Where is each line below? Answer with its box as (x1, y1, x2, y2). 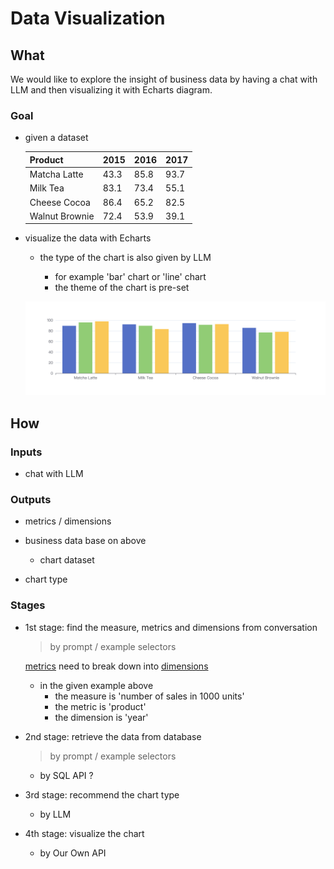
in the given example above (39, 679, 154, 691)
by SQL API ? (39, 769, 94, 781)
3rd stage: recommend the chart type (24, 788, 180, 801)
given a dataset (24, 132, 89, 144)
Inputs (10, 445, 43, 459)
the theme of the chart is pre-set (54, 282, 190, 294)
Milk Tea (29, 182, 65, 194)
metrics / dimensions (24, 515, 112, 527)
